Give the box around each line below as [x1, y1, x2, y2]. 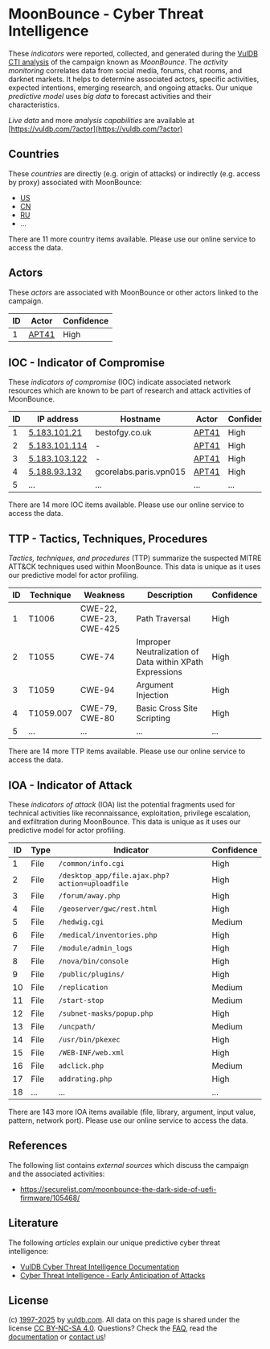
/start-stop [58, 996, 104, 1005]
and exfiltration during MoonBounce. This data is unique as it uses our [8, 817, 241, 826]
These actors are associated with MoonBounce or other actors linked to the [8, 287, 259, 297]
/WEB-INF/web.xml [58, 1048, 125, 1057]
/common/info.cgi [58, 859, 125, 868]
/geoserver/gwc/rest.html [58, 905, 158, 914]
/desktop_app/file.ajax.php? [58, 871, 170, 880]
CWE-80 [80, 713, 115, 724]
